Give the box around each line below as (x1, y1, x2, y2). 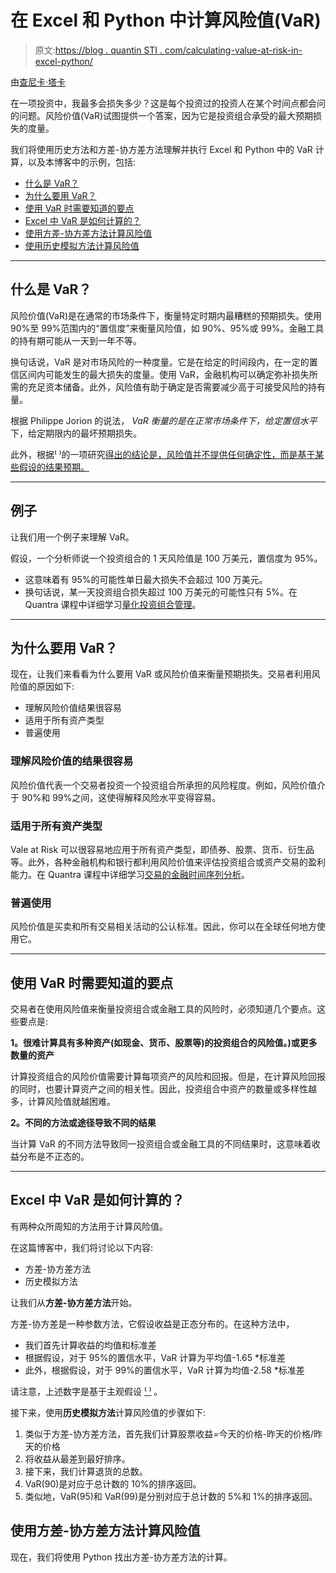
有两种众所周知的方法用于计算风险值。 (10, 1220, 168, 1232)
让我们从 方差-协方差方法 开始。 (10, 1296, 138, 1308)
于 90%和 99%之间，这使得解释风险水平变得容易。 (10, 791, 222, 803)
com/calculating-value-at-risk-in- (164, 44, 303, 56)
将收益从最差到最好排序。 (24, 1452, 131, 1465)
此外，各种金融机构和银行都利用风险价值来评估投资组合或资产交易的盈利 (27, 856, 326, 868)
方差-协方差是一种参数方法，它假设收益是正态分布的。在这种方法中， (10, 1317, 295, 1330)
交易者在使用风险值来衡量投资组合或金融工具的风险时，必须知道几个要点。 (10, 1003, 317, 1015)
